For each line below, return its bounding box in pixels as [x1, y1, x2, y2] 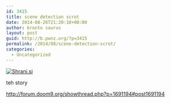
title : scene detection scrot [6, 14, 80, 20]
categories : [6, 47, 35, 52]
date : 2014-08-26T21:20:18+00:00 [6, 19, 88, 25]
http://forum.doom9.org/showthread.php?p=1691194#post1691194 [6, 90, 165, 97]
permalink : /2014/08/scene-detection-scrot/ [6, 41, 116, 47]
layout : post [6, 30, 38, 36]
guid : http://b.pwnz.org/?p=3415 [6, 35, 88, 41]
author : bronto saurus [6, 24, 61, 31]
